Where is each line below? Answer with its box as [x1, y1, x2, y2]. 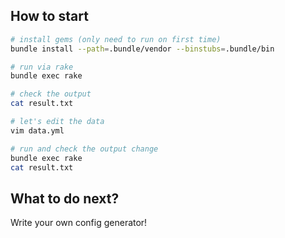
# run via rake [10, 62, 74, 72]
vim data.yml [10, 125, 65, 136]
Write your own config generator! [10, 217, 148, 229]
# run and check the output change [10, 144, 159, 154]
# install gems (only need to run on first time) [10, 34, 222, 44]
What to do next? [10, 190, 120, 207]
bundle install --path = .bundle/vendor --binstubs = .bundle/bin [10, 44, 275, 54]
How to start [10, 8, 89, 25]
